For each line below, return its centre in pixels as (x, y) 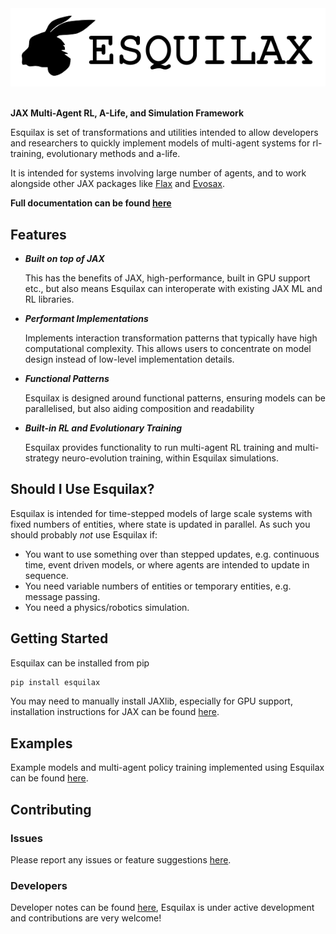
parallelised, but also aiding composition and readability (139, 408)
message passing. (62, 596)
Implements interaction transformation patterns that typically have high (171, 338)
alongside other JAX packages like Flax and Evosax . (118, 184)
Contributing (51, 809)
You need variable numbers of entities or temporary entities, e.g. (158, 586)
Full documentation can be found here (91, 203)
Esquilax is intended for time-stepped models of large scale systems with (161, 513)
